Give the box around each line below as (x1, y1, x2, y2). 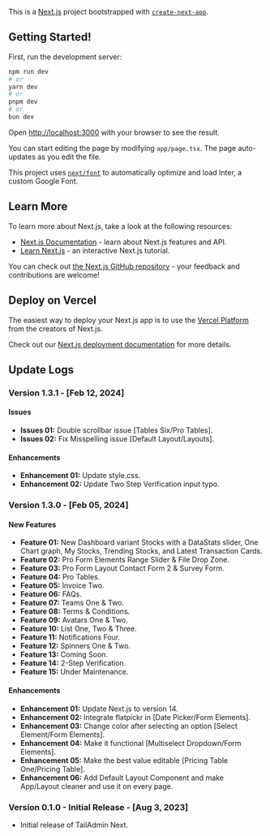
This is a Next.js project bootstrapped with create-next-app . (8, 7, 209, 16)
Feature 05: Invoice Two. (19, 580, 105, 591)
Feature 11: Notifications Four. (19, 632, 121, 642)
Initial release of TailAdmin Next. (19, 820, 128, 830)
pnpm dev (8, 97, 38, 106)
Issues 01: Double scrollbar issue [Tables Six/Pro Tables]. (19, 425, 213, 435)
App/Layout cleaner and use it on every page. (19, 781, 174, 791)
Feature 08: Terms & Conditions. (19, 606, 131, 616)
